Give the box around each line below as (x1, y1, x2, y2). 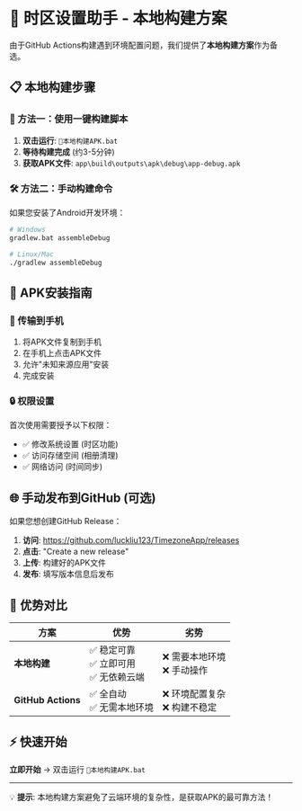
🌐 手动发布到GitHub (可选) (9, 490, 156, 505)
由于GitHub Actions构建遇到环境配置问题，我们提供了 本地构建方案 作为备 (9, 40, 279, 50)
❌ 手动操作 (162, 664, 209, 677)
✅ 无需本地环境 (89, 701, 155, 714)
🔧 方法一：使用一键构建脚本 (9, 113, 129, 126)
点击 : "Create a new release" (22, 546, 129, 557)
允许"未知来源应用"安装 (22, 359, 110, 370)
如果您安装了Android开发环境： (9, 207, 126, 218)
